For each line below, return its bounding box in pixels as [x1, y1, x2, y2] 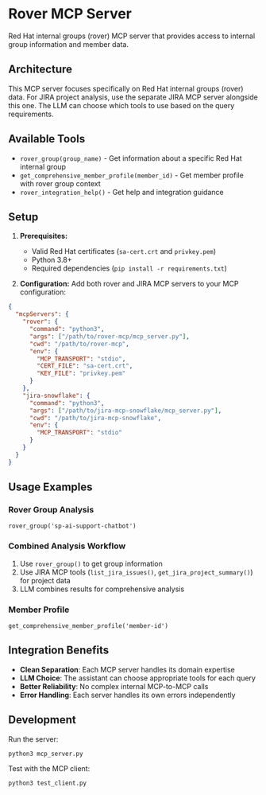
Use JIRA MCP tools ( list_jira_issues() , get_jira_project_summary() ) [19, 567, 253, 577]
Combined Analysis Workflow [8, 540, 126, 551]
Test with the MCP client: [8, 764, 91, 774]
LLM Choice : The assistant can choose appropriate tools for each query [19, 673, 256, 683]
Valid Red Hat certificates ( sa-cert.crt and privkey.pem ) [31, 247, 217, 256]
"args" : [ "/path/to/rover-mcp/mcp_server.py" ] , [29, 332, 191, 341]
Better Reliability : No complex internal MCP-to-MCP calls [19, 681, 209, 691]
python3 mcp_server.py [8, 750, 83, 758]
